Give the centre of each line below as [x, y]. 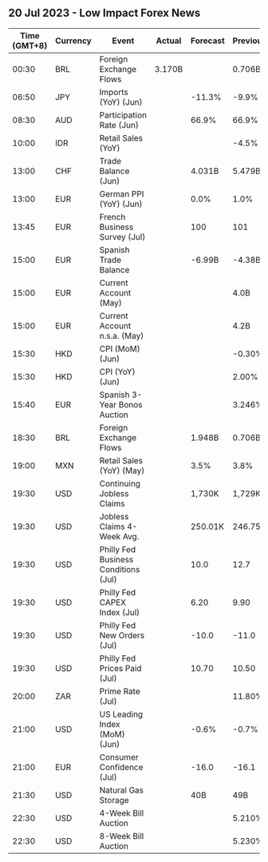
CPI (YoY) [117, 371]
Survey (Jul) [122, 236]
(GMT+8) [30, 46]
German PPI [122, 193]
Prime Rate [120, 691]
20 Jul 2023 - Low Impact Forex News [104, 13]
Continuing [120, 483]
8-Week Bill [122, 836]
